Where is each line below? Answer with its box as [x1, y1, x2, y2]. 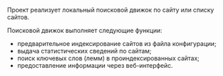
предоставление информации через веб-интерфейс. [17, 62, 173, 69]
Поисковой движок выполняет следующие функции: [7, 27, 162, 34]
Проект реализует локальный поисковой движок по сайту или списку [7, 6, 214, 14]
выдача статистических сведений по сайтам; [17, 47, 152, 55]
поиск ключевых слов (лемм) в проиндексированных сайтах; [17, 54, 200, 62]
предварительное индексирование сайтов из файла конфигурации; [17, 40, 217, 47]
